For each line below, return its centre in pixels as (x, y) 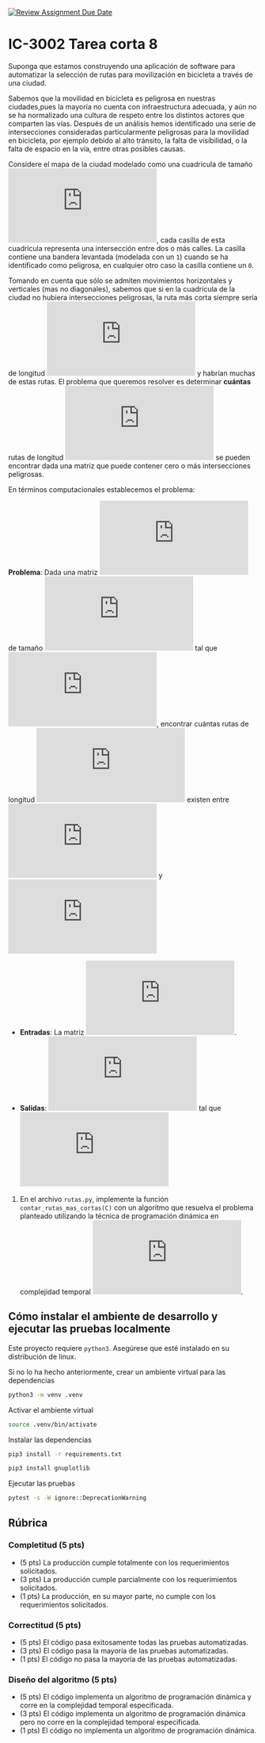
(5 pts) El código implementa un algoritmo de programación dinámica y (135, 1697)
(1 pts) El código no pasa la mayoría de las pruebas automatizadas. (129, 1659)
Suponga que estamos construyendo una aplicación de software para (122, 66)
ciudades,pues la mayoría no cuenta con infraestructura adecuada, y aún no (132, 106)
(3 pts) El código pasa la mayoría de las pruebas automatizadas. (124, 1651)
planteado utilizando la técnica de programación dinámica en (119, 1215)
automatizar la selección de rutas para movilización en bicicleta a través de (131, 74)
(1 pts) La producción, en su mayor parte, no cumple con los (117, 1596)
